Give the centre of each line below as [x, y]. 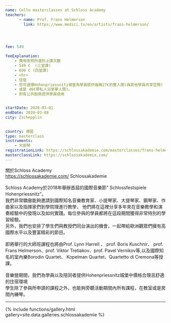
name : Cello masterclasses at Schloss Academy [55, 10]
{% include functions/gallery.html [40, 309]
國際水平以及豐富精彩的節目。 [36, 232]
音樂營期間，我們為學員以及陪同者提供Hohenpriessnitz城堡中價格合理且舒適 [85, 275]
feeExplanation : [22, 56]
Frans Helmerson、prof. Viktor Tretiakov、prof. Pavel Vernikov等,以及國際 [82, 250]
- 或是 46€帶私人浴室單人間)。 [43, 89]
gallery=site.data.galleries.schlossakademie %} [55, 314]
